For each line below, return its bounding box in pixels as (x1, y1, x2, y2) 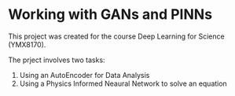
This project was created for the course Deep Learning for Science (8, 31, 226, 41)
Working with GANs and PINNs (8, 6, 213, 24)
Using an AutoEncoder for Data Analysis (19, 70, 150, 79)
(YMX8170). (8, 39, 46, 49)
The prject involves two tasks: (8, 55, 105, 65)
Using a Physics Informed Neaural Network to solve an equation (19, 79, 228, 88)
